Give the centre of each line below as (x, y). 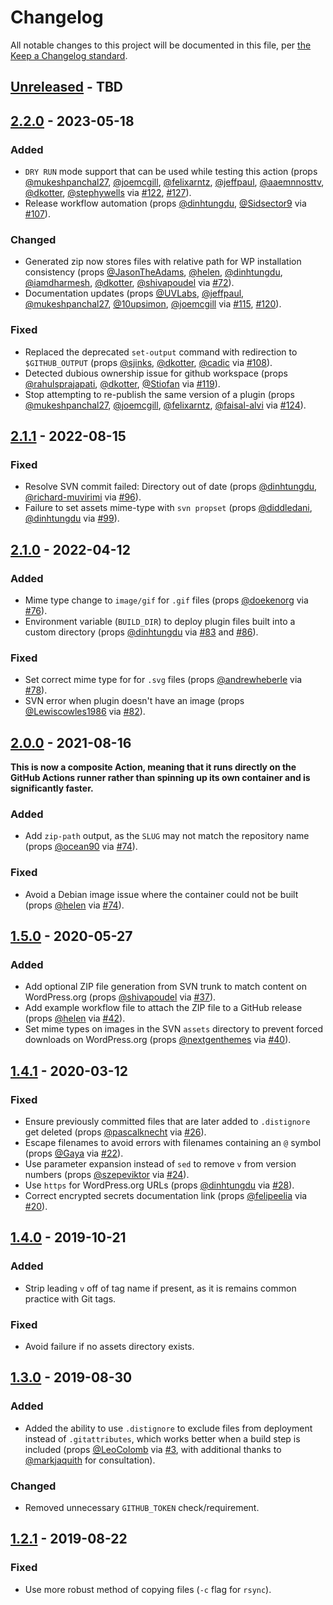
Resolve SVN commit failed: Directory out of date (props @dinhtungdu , (171, 487)
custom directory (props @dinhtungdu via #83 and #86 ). (141, 632)
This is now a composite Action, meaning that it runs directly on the (153, 767)
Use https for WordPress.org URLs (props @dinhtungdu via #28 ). (159, 1185)
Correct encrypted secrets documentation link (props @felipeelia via (166, 1196)
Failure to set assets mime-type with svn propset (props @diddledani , (168, 508)
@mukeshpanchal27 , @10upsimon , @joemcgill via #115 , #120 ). (153, 304)
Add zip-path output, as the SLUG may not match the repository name (167, 836)
